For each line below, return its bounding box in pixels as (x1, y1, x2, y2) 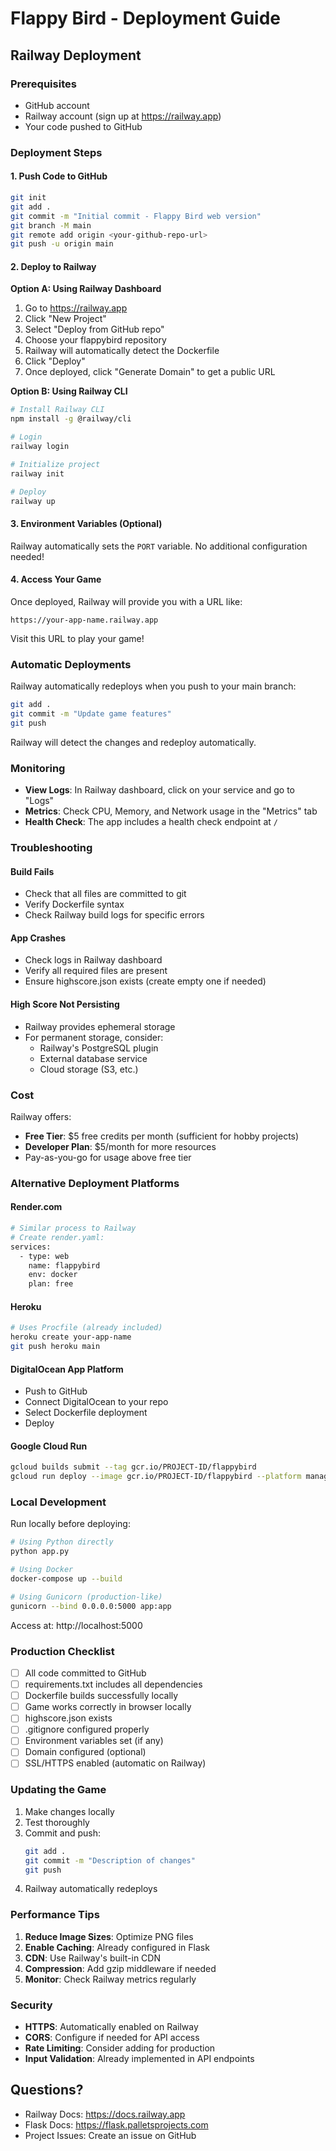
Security (10, 1998, 53, 2012)
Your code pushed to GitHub (24, 120, 143, 132)
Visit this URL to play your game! (10, 632, 145, 644)
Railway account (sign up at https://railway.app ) (24, 110, 222, 122)
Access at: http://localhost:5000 (10, 1619, 143, 1631)
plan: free (28, 1279, 74, 1289)
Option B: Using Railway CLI (10, 385, 128, 397)
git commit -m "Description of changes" (24, 1855, 196, 1866)
